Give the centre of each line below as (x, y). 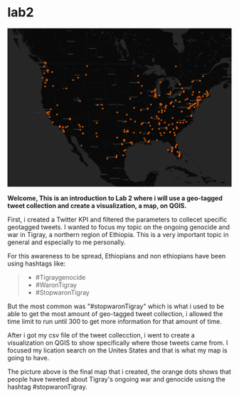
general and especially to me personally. (67, 242)
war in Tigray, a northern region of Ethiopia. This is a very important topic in (118, 234)
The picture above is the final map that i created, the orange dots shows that (119, 372)
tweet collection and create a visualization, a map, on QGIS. (97, 205)
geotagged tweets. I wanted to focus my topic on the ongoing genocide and (118, 227)
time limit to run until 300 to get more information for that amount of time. (115, 321)
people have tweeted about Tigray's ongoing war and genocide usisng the (116, 379)
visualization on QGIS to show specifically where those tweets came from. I (118, 342)
